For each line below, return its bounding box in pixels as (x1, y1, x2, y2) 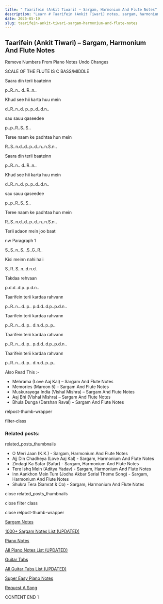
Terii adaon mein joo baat (5, 229, 56, 234)
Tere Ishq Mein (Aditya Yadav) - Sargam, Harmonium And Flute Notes (12, 466, 151, 472)
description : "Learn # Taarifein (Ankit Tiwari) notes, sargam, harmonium (5, 12, 160, 16)
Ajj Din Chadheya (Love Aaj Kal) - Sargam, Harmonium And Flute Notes (12, 456, 154, 461)
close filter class (5, 500, 38, 506)
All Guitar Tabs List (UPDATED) (5, 566, 67, 572)
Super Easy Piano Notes (5, 575, 53, 581)
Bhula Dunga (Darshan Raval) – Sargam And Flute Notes (12, 399, 124, 405)
